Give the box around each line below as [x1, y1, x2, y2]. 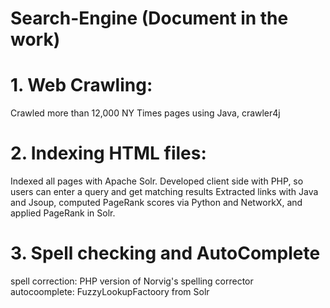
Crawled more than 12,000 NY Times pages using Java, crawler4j [10, 107, 281, 119]
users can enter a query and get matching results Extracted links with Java [10, 186, 319, 198]
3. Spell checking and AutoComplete [10, 242, 321, 265]
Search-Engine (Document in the [10, 7, 289, 30]
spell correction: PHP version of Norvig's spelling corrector [10, 275, 254, 287]
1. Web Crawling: [10, 74, 153, 97]
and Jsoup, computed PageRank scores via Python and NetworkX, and [10, 197, 303, 209]
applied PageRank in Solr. [10, 207, 116, 219]
